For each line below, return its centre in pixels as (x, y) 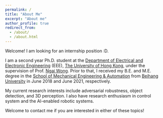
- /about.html (24, 37)
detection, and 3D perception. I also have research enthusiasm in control (78, 95)
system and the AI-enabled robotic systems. (50, 101)
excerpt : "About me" (26, 19)
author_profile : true (27, 23)
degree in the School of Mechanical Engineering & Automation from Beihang (82, 76)
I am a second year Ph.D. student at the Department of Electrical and (74, 60)
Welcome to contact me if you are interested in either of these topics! (75, 110)
